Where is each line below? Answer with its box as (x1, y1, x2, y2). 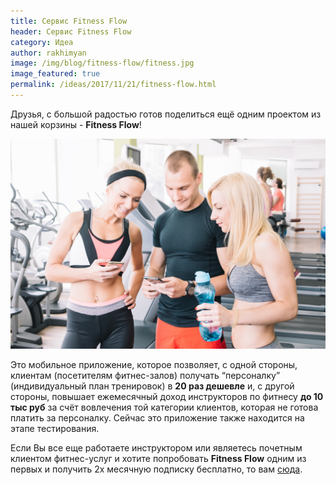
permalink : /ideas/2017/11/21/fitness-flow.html (10, 80, 217, 90)
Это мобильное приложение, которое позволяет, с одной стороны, (10, 358, 298, 370)
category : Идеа (10, 37, 74, 47)
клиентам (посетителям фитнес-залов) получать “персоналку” (10, 369, 281, 381)
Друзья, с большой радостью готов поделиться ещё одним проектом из (10, 108, 322, 120)
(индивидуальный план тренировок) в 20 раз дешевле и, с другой (10, 380, 295, 392)
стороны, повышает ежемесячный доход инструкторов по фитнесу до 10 (10, 390, 324, 402)
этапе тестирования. (10, 422, 100, 434)
